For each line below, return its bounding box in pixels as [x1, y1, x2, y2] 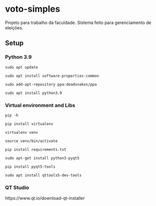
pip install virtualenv [5, 121, 54, 126]
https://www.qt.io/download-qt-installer [5, 195, 85, 201]
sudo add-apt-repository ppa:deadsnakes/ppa [5, 82, 97, 87]
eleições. [5, 24, 23, 30]
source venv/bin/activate [5, 138, 58, 143]
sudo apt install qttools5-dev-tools [5, 173, 82, 178]
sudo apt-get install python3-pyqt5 [5, 156, 79, 160]
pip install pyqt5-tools [5, 164, 56, 169]
